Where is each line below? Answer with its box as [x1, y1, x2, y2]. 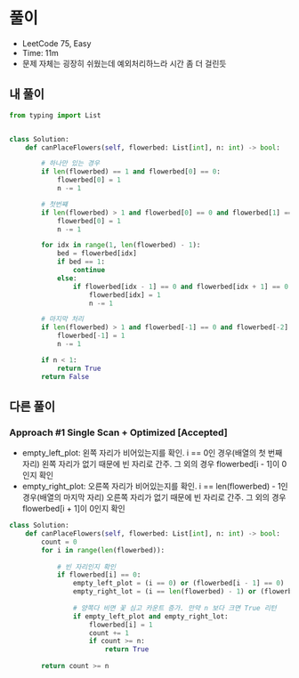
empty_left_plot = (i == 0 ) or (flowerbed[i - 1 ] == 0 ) [72, 579, 285, 588]
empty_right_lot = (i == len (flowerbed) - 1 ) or [72, 587, 256, 596]
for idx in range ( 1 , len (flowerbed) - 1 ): [41, 241, 201, 250]
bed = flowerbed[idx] [56, 249, 138, 258]
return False [41, 372, 90, 381]
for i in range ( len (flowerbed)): [41, 545, 166, 554]
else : [56, 273, 77, 283]
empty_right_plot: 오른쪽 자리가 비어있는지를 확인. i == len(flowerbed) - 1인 [21, 481, 288, 492]
